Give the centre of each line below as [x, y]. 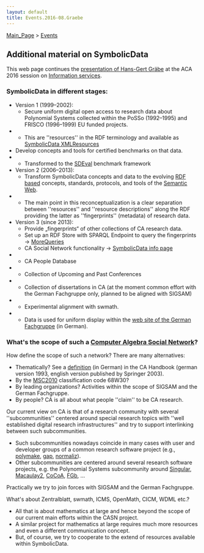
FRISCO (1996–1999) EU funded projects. [76, 124]
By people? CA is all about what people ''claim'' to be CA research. [99, 399]
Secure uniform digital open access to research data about [98, 111]
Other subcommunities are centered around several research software [104, 462]
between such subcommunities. [46, 431]
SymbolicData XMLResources [62, 144]
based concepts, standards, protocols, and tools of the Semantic [106, 183]
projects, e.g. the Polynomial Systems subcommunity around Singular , [103, 468]
